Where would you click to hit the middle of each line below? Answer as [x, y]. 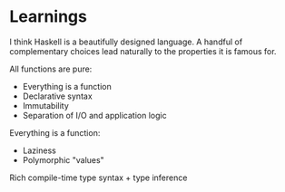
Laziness [39, 150]
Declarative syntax [57, 96]
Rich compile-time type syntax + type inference [98, 178]
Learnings [49, 17]
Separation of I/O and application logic [94, 115]
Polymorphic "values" [63, 159]
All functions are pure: [51, 69]
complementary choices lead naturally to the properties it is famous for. [143, 51]
